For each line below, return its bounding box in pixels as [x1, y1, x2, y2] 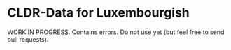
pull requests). [7, 35, 49, 43]
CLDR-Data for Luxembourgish [7, 5, 190, 21]
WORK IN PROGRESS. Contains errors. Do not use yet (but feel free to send [7, 28, 225, 36]
